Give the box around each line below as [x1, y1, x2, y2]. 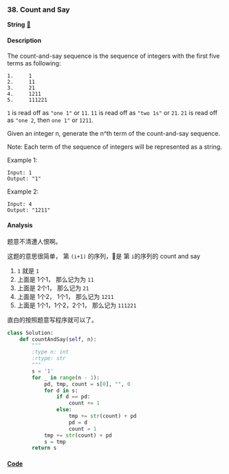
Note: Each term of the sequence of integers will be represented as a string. [7, 143, 222, 151]
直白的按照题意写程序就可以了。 [7, 316, 98, 324]
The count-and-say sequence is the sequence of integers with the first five [7, 52, 220, 60]
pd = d [68, 419, 88, 426]
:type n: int [32, 349, 69, 355]
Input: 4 [7, 200, 32, 207]
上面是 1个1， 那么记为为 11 [17, 275, 94, 283]
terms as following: [7, 59, 61, 67]
